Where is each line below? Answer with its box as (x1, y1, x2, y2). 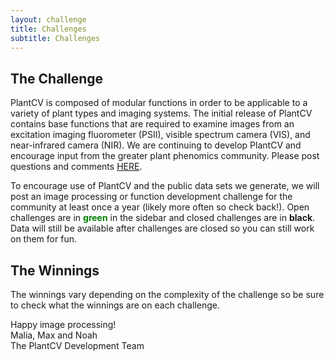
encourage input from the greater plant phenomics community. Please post (10, 150, 320, 162)
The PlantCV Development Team (10, 340, 145, 351)
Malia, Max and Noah (10, 329, 98, 341)
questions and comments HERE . (10, 161, 143, 173)
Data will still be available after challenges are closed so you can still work (10, 222, 315, 235)
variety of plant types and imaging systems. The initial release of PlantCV (10, 107, 313, 120)
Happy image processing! (10, 319, 117, 330)
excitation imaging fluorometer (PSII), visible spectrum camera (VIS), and (10, 129, 311, 141)
